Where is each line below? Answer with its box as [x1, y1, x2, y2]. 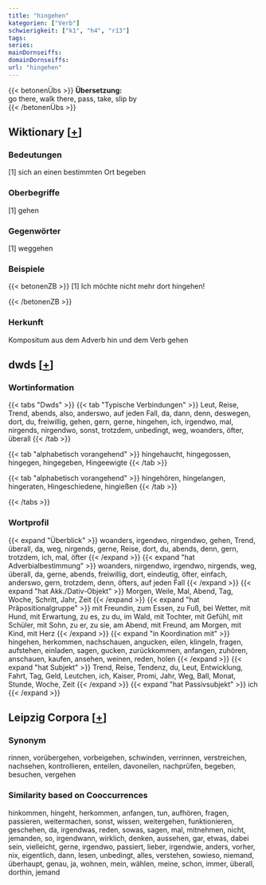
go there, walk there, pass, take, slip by [8, 93, 137, 104]
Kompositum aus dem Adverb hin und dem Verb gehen [8, 335, 189, 344]
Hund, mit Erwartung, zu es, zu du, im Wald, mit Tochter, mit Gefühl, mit [8, 612, 243, 621]
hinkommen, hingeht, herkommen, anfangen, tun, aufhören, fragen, [8, 808, 229, 817]
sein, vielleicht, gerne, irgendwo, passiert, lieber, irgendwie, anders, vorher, [8, 842, 256, 852]
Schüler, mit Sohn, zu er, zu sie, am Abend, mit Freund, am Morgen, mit [8, 619, 241, 630]
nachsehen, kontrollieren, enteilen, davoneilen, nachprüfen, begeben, [8, 761, 237, 771]
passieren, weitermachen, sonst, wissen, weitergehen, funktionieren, [8, 816, 234, 826]
